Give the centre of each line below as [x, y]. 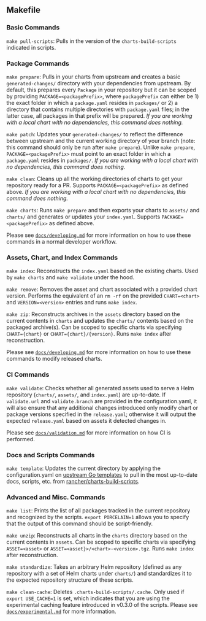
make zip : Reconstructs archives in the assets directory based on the [93, 314]
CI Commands [28, 375]
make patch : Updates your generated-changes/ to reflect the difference [95, 134]
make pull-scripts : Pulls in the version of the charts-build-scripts [91, 41]
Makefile [24, 10]
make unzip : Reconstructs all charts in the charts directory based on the [97, 536]
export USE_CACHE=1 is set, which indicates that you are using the [88, 598]
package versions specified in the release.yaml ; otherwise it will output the [101, 414]
